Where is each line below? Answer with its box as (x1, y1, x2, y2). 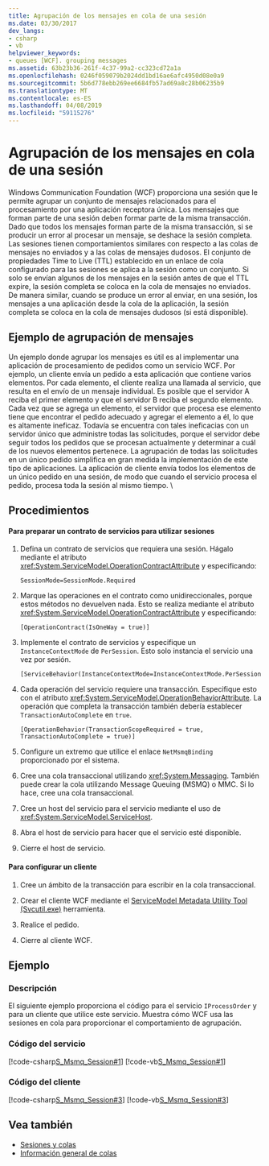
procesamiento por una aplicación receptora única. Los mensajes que (8, 205, 239, 214)
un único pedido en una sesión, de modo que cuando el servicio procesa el (8, 472, 257, 482)
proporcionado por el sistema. (19, 755, 120, 765)
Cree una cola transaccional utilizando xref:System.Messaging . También (19, 771, 259, 781)
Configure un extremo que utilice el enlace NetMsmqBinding (19, 746, 214, 757)
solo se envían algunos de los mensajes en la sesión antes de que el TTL (8, 273, 249, 283)
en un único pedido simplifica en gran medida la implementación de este (8, 454, 249, 464)
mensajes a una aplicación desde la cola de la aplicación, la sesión (8, 299, 230, 308)
